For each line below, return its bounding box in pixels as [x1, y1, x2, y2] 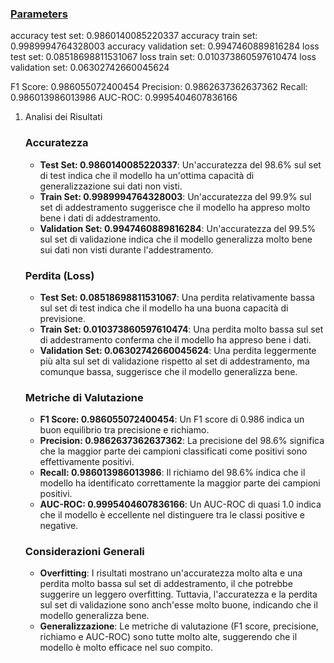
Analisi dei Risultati [24, 111, 103, 123]
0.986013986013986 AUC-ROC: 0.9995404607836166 [10, 92, 238, 104]
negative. [39, 520, 79, 532]
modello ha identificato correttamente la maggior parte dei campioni [39, 477, 321, 489]
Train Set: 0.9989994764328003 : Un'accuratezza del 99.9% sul [39, 190, 312, 202]
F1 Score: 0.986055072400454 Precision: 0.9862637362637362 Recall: [10, 81, 308, 93]
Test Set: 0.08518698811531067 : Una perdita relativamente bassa [39, 291, 315, 303]
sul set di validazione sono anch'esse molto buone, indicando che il [39, 599, 318, 611]
